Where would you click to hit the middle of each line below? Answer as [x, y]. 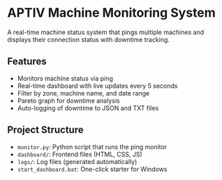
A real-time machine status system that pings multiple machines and [106, 32]
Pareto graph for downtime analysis [68, 100]
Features [27, 62]
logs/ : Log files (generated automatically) [77, 161]
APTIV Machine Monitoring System [112, 13]
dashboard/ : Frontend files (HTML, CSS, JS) [80, 154]
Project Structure [45, 130]
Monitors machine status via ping [65, 78]
